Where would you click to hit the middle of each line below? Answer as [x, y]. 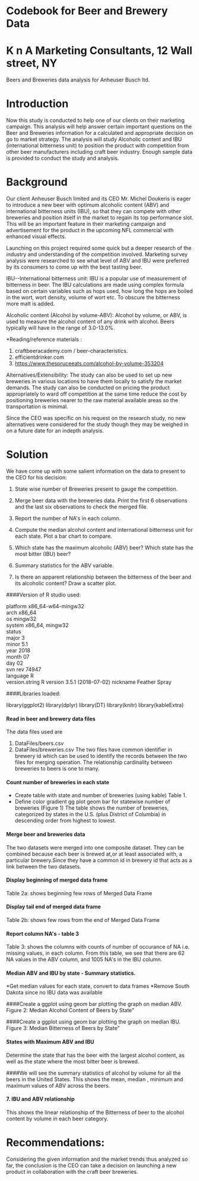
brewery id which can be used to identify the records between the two [101, 756]
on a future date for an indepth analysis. [55, 431]
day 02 [15, 663]
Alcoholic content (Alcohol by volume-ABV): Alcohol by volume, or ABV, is [97, 315]
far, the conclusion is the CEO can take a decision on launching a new [91, 1165]
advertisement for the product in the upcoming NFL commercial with [90, 230]
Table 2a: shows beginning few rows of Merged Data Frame [79, 893]
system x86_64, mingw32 [37, 625]
